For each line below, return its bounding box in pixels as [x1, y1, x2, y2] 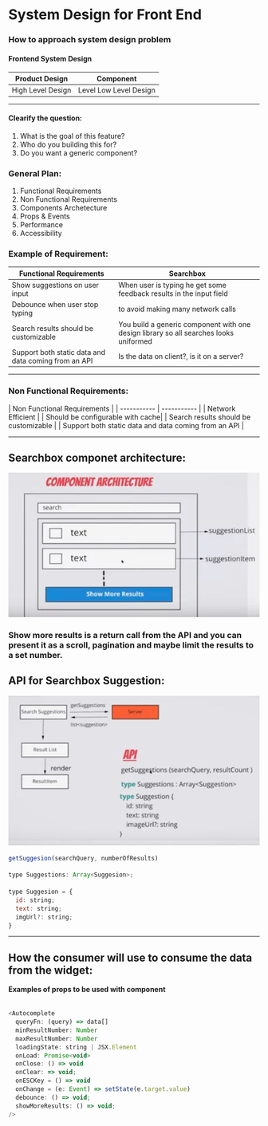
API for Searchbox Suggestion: [8, 674, 165, 687]
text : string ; [15, 904, 62, 912]
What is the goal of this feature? [19, 131, 125, 140]
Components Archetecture [19, 203, 108, 213]
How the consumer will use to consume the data [8, 951, 253, 964]
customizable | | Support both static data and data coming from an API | [8, 420, 245, 430]
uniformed [118, 337, 153, 346]
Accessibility [19, 229, 62, 238]
